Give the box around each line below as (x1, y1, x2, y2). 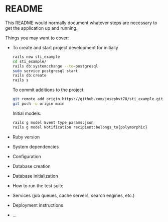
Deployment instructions (12, 202, 64, 208)
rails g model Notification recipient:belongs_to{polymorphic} (12, 124, 148, 130)
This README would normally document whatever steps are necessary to (5, 20, 157, 26)
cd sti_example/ (12, 59, 47, 64)
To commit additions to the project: (12, 87, 85, 93)
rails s (12, 78, 29, 83)
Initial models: (12, 110, 42, 116)
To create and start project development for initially (12, 44, 119, 50)
